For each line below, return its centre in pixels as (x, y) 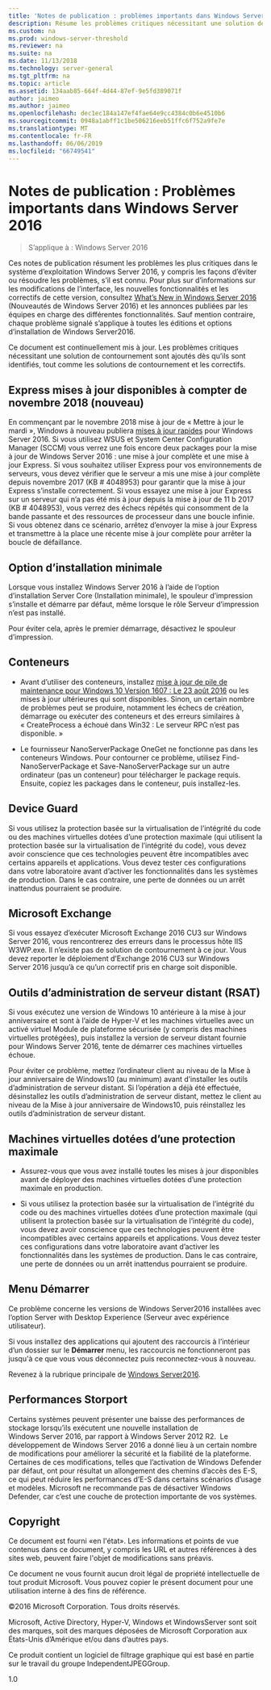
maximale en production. (61, 1188)
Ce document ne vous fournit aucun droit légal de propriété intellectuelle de (134, 1574)
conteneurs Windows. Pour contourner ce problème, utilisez (120, 757)
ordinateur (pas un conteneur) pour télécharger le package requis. (130, 774)
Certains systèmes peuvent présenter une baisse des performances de (127, 1419)
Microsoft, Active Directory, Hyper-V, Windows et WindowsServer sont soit (133, 1622)
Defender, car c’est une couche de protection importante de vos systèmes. (133, 1496)
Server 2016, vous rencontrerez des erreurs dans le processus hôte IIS (126, 941)
